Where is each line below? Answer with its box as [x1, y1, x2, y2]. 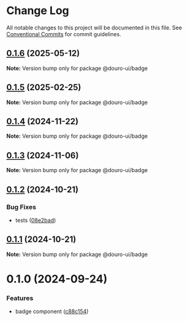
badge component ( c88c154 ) [15, 308, 89, 315]
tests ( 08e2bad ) [15, 216, 56, 224]
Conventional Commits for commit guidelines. [6, 30, 121, 37]
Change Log [6, 4, 69, 18]
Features [6, 293, 34, 302]
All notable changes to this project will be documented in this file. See [6, 24, 182, 31]
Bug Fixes [6, 203, 37, 211]
